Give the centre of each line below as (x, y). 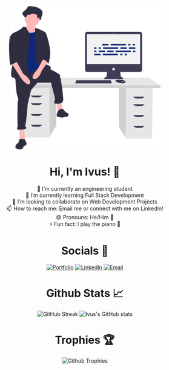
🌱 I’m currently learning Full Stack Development (85, 195)
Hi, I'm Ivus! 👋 (85, 172)
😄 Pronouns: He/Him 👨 (85, 217)
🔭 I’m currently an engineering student (85, 188)
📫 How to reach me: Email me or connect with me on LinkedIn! (85, 208)
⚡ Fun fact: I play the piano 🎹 (85, 224)
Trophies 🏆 (85, 340)
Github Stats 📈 (85, 293)
